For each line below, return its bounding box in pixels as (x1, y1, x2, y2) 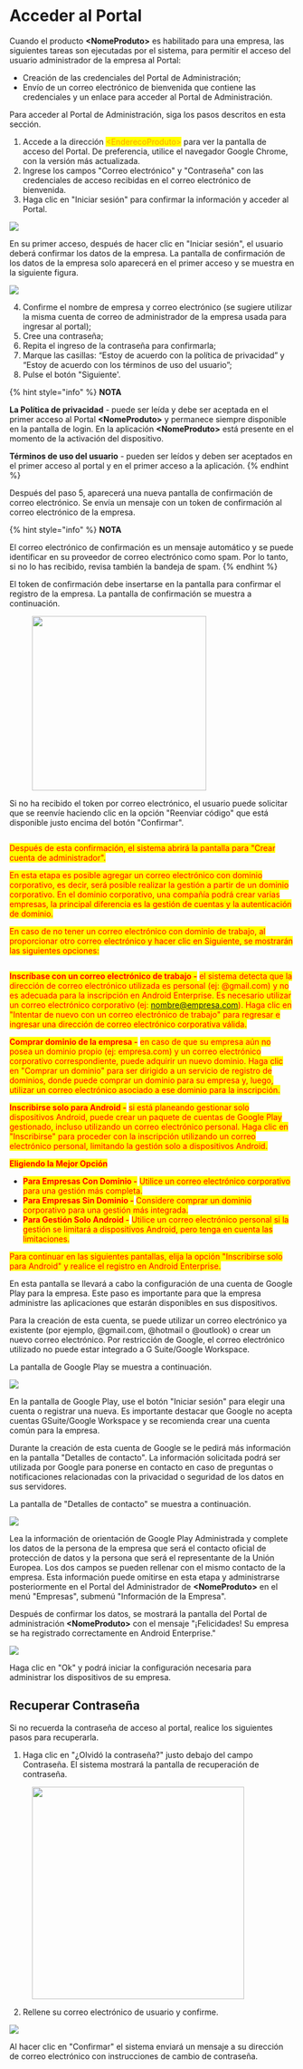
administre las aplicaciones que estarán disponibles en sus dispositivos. (9, 1297, 278, 1308)
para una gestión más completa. (22, 1184, 143, 1196)
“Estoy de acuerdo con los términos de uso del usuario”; (22, 359, 232, 370)
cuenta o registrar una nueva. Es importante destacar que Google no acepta (9, 1406, 293, 1416)
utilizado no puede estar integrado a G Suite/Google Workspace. (9, 1343, 251, 1355)
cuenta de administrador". (9, 852, 107, 863)
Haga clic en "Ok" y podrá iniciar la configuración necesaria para (9, 1662, 251, 1673)
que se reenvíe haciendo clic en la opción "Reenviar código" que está (9, 807, 269, 818)
